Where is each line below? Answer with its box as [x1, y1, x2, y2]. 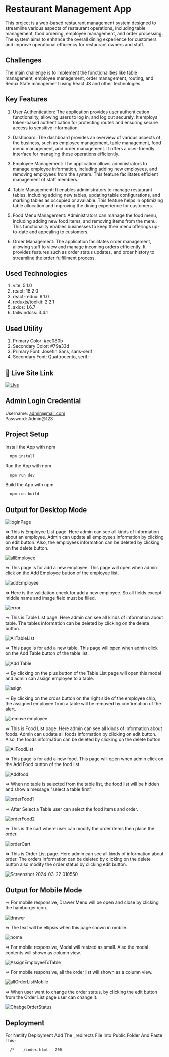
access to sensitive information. [12, 125, 79, 131]
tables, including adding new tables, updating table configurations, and [12, 192, 160, 198]
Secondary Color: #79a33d [12, 343, 70, 349]
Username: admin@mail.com [5, 410, 66, 416]
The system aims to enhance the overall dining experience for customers [5, 36, 157, 42]
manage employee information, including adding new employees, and [12, 166, 157, 172]
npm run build [10, 491, 39, 497]
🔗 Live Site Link [5, 369, 54, 377]
